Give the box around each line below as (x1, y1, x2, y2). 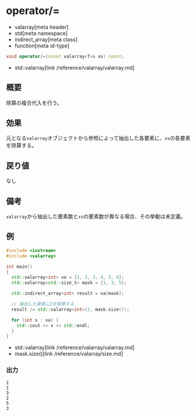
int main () (6, 264, 33, 270)
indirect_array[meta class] (14, 36, 78, 43)
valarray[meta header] (14, 23, 69, 30)
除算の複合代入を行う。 (6, 99, 63, 106)
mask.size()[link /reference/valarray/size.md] (14, 350, 123, 357)
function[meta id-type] (14, 42, 70, 49)
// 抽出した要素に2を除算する (11, 301, 74, 307)
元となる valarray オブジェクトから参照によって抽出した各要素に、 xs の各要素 (6, 135, 191, 142)
